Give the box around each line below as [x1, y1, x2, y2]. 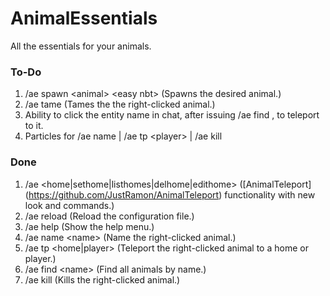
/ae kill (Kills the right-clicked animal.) [24, 273, 181, 286]
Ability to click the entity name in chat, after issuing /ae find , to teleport [24, 109, 320, 121]
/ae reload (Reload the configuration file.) [24, 210, 195, 222]
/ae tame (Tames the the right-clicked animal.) [24, 98, 216, 111]
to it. [24, 120, 44, 132]
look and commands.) [24, 199, 115, 211]
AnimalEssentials [10, 7, 158, 30]
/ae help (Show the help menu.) [24, 220, 155, 232]
